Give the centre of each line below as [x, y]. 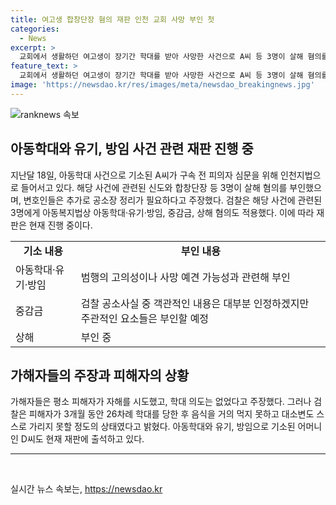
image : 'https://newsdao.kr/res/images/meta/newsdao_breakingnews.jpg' [162, 85]
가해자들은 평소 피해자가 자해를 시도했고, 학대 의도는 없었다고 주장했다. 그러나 [161, 402]
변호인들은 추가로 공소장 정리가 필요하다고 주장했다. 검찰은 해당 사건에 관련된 [173, 200]
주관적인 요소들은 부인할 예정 [145, 318]
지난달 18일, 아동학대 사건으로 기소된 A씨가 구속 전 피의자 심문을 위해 [144, 175]
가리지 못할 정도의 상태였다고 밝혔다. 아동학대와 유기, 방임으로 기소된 [162, 427]
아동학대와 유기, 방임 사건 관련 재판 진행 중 [132, 149]
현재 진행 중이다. [60, 225]
